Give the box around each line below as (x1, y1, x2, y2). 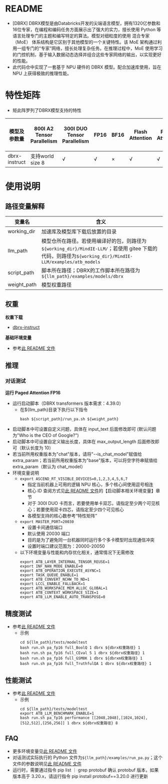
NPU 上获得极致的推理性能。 (12, 70, 71, 76)
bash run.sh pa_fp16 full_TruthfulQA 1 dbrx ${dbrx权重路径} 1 (19, 661, 151, 666)
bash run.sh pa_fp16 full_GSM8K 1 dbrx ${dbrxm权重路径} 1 (19, 656, 142, 661)
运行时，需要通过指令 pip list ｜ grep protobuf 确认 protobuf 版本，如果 (12, 767, 159, 773)
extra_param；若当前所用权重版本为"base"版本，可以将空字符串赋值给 (12, 457, 158, 463)
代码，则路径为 (41, 252, 76, 259)
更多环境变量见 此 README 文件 (12, 748, 77, 754)
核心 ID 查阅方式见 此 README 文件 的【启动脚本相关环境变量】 (27, 488, 156, 494)
